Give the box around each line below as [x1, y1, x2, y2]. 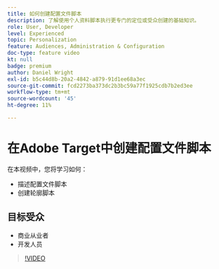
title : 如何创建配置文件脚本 [7, 10, 82, 18]
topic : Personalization [7, 37, 77, 44]
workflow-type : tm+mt [7, 88, 71, 96]
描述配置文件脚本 [17, 180, 67, 188]
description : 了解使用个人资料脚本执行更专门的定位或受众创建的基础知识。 [7, 17, 200, 24]
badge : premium [7, 63, 52, 70]
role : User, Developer [7, 23, 74, 30]
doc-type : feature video [7, 50, 80, 57]
